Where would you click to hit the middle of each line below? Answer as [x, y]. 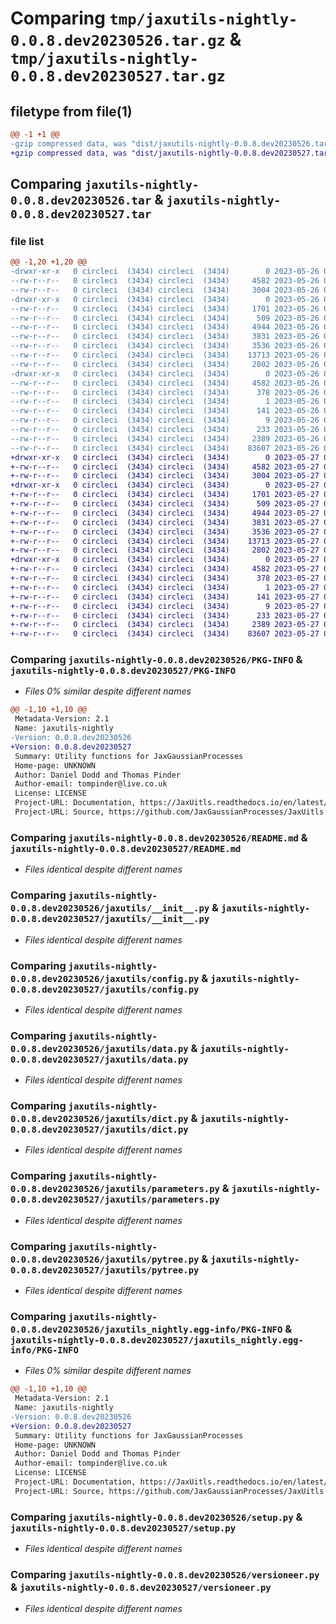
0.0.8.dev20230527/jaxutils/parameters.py [115, 1200]
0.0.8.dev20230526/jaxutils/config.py [105, 978]
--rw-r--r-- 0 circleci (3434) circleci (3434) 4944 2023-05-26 [165, 327]
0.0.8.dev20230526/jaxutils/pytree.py [105, 1259]
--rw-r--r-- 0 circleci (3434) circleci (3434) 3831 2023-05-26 [165, 337]
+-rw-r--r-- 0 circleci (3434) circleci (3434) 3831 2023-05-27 [165, 522]
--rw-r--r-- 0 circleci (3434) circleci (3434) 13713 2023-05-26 [165, 355]
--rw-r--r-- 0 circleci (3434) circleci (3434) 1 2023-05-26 [165, 402]
